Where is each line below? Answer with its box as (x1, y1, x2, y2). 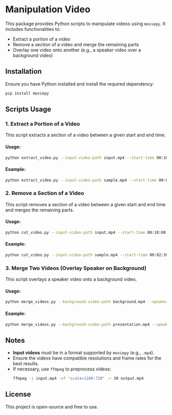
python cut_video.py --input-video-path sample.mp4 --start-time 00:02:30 (5, 252, 168, 258)
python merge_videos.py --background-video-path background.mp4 (5, 299, 145, 305)
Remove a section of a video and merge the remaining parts (12, 41, 139, 47)
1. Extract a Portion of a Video (5, 120, 80, 127)
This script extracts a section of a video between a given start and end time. (5, 132, 166, 138)
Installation (5, 67, 42, 76)
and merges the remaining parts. (5, 207, 74, 213)
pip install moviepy (5, 91, 50, 96)
